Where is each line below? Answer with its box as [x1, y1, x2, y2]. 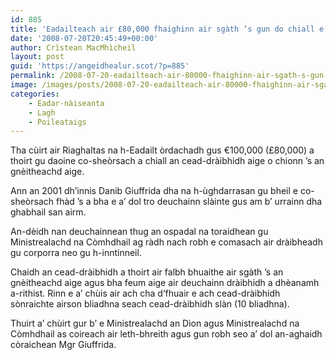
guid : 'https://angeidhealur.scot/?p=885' [10, 61, 190, 71]
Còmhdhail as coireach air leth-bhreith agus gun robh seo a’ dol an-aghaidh [10, 328, 323, 340]
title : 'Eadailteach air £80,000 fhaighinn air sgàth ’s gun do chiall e [10, 24, 325, 34]
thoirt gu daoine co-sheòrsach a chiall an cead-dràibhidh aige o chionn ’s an [10, 155, 325, 167]
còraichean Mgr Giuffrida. [10, 339, 117, 351]
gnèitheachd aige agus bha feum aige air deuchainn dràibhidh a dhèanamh [10, 277, 320, 289]
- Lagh [28, 107, 56, 118]
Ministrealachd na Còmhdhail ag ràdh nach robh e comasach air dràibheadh [10, 236, 323, 248]
